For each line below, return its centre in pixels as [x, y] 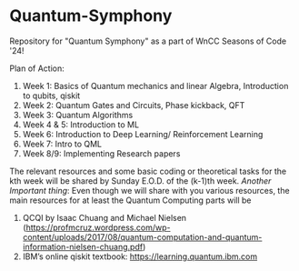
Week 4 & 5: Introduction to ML [80, 125]
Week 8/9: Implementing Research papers [101, 153]
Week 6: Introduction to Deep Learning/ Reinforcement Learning [143, 134]
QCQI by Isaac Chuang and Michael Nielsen [105, 217]
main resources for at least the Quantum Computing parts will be [130, 200]
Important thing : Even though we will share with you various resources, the [149, 190]
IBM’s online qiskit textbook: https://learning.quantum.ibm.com [140, 256]
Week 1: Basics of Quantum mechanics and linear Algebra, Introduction [155, 85]
